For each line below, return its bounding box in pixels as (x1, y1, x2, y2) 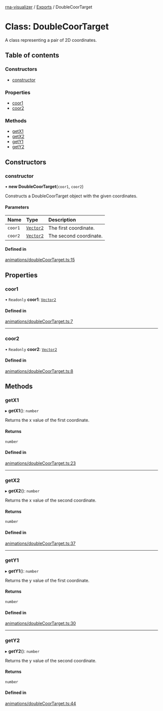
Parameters (5, 204, 29, 210)
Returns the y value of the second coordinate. (5, 658, 97, 663)
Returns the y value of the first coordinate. (5, 577, 90, 583)
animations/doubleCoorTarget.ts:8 (5, 368, 74, 374)
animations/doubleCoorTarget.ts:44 (5, 700, 76, 706)
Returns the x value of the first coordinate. (5, 417, 90, 423)
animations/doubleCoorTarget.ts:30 (5, 621, 76, 626)
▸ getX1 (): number (5, 408, 39, 414)
